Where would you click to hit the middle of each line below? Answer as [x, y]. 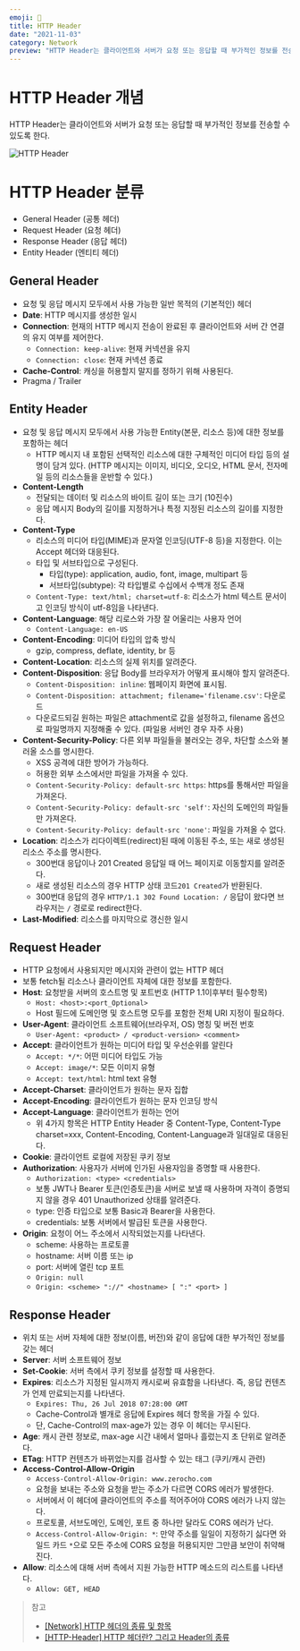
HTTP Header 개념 [77, 98]
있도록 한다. [30, 136]
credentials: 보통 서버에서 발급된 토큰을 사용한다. [121, 1222]
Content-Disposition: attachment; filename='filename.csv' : [149, 695]
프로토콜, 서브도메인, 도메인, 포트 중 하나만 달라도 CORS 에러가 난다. [154, 1523]
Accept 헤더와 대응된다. [77, 551]
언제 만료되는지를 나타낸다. [79, 1393]
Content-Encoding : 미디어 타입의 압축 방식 [99, 639]
